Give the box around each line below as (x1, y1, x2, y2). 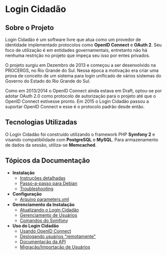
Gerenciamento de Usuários (19, 212, 78, 218)
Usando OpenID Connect (19, 228, 71, 234)
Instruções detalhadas (19, 175, 66, 181)
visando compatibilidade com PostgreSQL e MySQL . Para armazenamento (5, 136, 159, 143)
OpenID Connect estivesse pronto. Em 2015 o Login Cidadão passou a (5, 98, 149, 104)
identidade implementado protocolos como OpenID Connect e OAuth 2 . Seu (5, 42, 162, 48)
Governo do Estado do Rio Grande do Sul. (5, 78, 91, 84)
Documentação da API (19, 239, 66, 245)
